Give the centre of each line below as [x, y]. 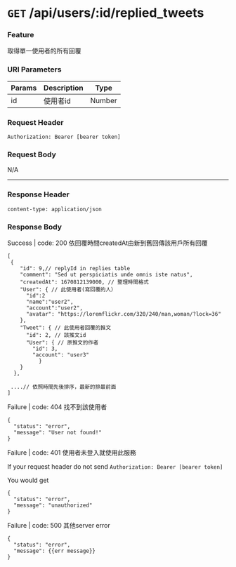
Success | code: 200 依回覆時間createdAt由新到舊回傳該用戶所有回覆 [108, 243]
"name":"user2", [50, 302]
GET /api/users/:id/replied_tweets [106, 13]
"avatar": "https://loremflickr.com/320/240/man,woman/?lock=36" [123, 314]
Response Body [34, 227]
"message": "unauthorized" [53, 505]
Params [24, 88]
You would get [28, 480]
